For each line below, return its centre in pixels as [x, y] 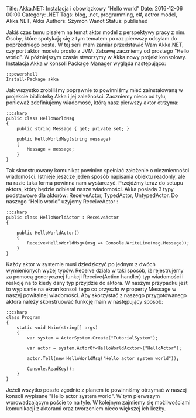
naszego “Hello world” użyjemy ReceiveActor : [62, 201]
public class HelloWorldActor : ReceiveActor [62, 218]
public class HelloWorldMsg [40, 118]
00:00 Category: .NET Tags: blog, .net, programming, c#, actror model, [92, 15]
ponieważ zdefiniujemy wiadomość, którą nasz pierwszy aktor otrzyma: [92, 103]
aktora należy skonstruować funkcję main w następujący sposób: [85, 302]
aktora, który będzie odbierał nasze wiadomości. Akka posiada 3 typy [90, 189]
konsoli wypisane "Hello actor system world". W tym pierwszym [83, 396]
